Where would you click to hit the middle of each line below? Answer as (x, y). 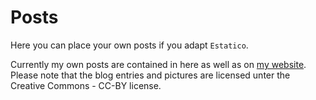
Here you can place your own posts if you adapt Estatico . (129, 45)
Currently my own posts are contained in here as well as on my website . (158, 64)
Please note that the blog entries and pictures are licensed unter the (150, 75)
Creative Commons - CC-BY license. (86, 85)
